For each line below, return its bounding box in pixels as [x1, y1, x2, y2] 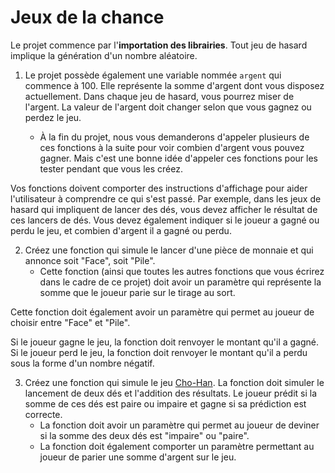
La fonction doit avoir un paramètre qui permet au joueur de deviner [39, 419, 320, 431]
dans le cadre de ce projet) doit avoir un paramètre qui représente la [39, 276, 322, 288]
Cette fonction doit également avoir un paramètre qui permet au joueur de [10, 306, 315, 318]
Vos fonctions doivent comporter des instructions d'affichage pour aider [10, 182, 308, 194]
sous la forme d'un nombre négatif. [10, 357, 155, 369]
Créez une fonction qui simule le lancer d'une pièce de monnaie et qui [24, 244, 314, 256]
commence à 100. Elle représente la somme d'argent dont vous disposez [24, 79, 325, 91]
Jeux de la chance [10, 6, 165, 29]
